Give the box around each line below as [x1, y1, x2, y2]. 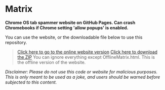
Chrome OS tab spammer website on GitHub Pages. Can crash [5, 20, 136, 25]
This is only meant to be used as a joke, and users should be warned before [5, 74, 161, 80]
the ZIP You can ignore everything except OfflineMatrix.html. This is [17, 54, 155, 60]
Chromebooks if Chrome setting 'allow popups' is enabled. [5, 24, 128, 30]
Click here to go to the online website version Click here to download [17, 49, 158, 55]
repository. [5, 39, 27, 45]
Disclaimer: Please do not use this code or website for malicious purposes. [5, 68, 158, 74]
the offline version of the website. [17, 59, 86, 65]
